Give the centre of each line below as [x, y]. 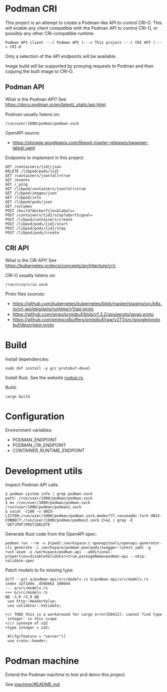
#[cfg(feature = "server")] [36, 637]
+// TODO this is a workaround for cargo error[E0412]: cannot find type [84, 615]
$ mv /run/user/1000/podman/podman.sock [48, 503]
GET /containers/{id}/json [33, 167]
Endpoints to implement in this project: [45, 157]
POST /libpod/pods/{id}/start [37, 224]
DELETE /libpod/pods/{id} [32, 171]
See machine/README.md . [33, 684]
